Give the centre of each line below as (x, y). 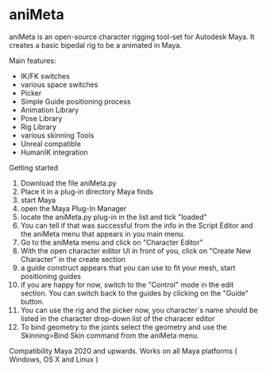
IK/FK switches (45, 76)
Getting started (34, 167)
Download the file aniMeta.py (69, 183)
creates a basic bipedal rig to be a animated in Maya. (95, 45)
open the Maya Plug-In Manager (73, 208)
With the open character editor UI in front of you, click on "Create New (136, 251)
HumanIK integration (54, 152)
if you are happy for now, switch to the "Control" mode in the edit (127, 284)
